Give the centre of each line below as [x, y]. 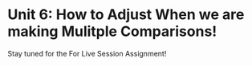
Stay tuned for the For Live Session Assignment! [87, 53]
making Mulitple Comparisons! [112, 31]
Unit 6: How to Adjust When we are [126, 15]
